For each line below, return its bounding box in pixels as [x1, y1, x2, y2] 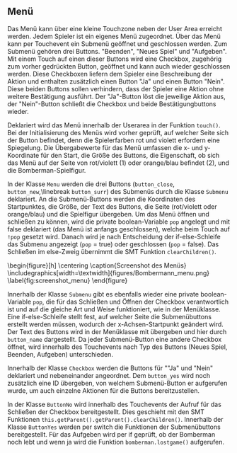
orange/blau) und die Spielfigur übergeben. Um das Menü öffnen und [7, 210, 210, 218]
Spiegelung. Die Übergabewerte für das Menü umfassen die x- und [7, 143, 203, 151]
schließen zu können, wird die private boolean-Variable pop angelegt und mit [7, 217, 231, 226]
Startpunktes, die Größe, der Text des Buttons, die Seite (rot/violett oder [7, 202, 217, 211]
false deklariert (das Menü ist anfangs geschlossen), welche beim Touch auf [7, 224, 230, 233]
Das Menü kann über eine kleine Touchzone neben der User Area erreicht [7, 24, 223, 33]
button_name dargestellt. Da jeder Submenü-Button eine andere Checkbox [7, 335, 222, 343]
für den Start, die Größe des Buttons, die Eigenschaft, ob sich [40, 151, 220, 159]
